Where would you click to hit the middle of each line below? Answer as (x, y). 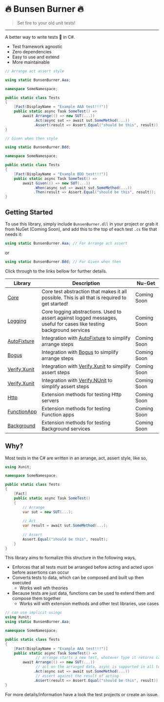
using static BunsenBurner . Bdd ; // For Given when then (63, 262)
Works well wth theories (44, 588)
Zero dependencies (32, 51)
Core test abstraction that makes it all (84, 291)
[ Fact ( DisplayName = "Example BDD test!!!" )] (61, 174)
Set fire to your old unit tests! (46, 23)
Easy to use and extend (36, 57)
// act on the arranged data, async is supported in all (95, 667)
